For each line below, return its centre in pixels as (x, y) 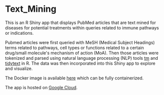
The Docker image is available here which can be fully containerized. (74, 78)
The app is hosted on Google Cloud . (41, 87)
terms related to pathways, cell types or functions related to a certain (74, 47)
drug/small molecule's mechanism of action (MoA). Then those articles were (82, 53)
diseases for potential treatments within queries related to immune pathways (82, 27)
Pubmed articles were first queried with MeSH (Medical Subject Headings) (80, 42)
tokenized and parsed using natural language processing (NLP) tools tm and (82, 58)
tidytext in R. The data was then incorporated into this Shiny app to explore (80, 63)
